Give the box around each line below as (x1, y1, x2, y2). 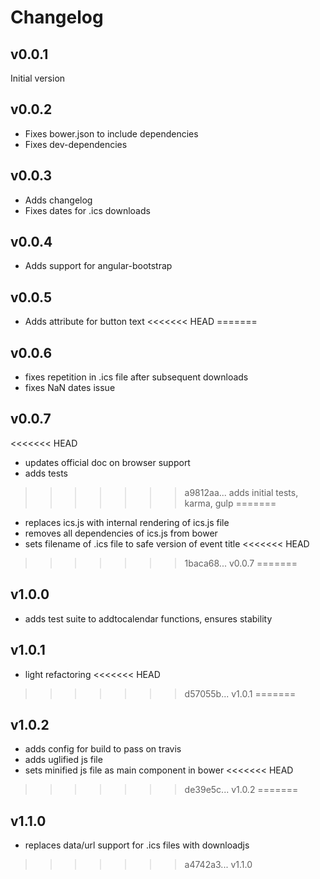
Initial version (10, 72, 66, 84)
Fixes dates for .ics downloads (24, 204, 151, 216)
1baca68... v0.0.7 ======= (184, 557, 298, 569)
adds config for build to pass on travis (24, 743, 182, 755)
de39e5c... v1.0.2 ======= (184, 784, 299, 796)
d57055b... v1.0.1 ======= (184, 687, 297, 700)
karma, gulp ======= (184, 497, 277, 509)
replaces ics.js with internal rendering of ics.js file (24, 516, 230, 528)
